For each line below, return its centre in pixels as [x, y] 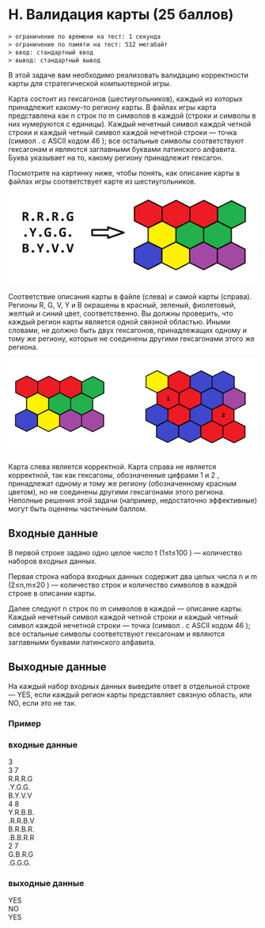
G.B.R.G [21, 854]
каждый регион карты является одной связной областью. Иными [119, 322]
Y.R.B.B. [21, 812]
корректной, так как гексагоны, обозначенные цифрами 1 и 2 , [114, 475]
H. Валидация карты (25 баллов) [121, 15]
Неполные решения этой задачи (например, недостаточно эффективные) [133, 501]
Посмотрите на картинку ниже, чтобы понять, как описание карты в [124, 172]
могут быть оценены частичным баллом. [78, 509]
